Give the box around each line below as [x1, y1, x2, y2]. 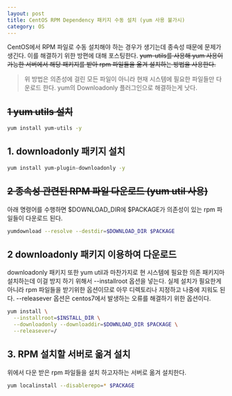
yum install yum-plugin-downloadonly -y [7, 164, 126, 171]
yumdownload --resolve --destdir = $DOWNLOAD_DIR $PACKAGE [7, 227, 175, 234]
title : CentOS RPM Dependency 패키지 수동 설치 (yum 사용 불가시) [7, 17, 186, 24]
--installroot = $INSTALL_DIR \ [13, 315, 100, 322]
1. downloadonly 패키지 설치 [7, 146, 126, 157]
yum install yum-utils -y [7, 125, 82, 132]
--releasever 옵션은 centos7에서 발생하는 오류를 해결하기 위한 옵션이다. [16, 294, 211, 302]
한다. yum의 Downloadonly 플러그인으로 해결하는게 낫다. [42, 84, 197, 92]
